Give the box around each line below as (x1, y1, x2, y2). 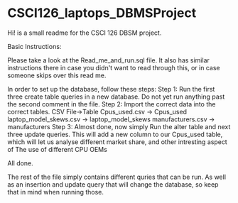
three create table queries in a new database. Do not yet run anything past (7, 92, 225, 101)
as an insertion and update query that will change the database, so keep (7, 180, 219, 189)
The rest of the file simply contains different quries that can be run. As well (7, 172, 226, 181)
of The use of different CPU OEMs (7, 145, 108, 153)
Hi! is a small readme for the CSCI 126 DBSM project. (7, 28, 162, 37)
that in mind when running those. (7, 187, 104, 196)
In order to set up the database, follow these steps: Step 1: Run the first (7, 84, 215, 93)
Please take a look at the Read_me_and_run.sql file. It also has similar (7, 55, 210, 65)
